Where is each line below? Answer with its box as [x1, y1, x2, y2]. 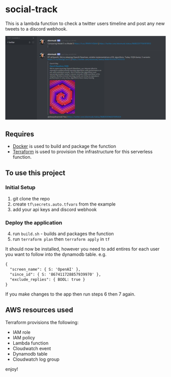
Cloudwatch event [12, 345, 51, 352]
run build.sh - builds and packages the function [12, 230, 114, 237]
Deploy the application [5, 219, 63, 226]
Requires [5, 130, 35, 138]
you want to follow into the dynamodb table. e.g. [5, 251, 107, 257]
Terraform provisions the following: [5, 319, 79, 325]
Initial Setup [5, 184, 36, 191]
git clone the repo [12, 195, 50, 201]
